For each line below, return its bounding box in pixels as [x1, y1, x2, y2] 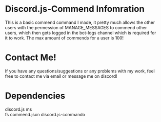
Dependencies [5, 90, 65, 102]
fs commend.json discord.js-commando [5, 111, 85, 117]
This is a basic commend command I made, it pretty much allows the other [5, 19, 155, 25]
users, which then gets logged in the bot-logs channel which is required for [5, 30, 156, 35]
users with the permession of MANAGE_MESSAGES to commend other [5, 24, 147, 30]
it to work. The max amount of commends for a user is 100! [5, 35, 124, 41]
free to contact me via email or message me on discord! [5, 73, 118, 79]
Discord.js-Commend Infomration [5, 3, 145, 15]
